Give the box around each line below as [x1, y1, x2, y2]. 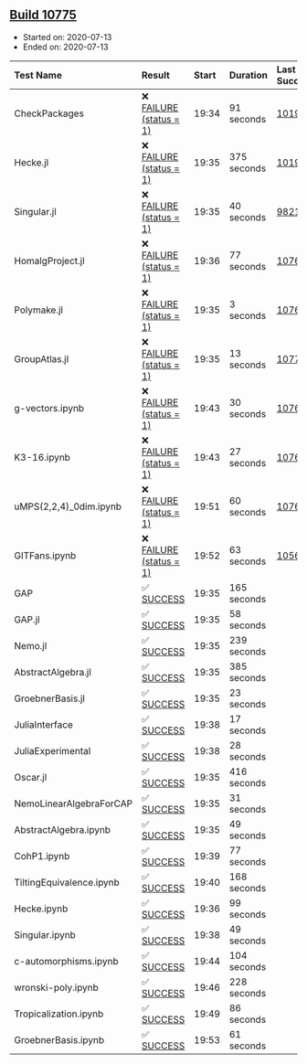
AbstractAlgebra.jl [14, 665, 91, 678]
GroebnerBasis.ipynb [14, 1033, 105, 1046]
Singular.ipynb [14, 928, 76, 941]
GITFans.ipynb [14, 548, 77, 561]
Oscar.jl [14, 771, 48, 783]
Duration [228, 69, 268, 81]
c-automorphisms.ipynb [14, 954, 119, 967]
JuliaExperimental [14, 744, 91, 757]
